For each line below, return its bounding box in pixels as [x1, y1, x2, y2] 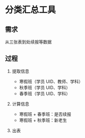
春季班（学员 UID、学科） [19, 91, 71, 96]
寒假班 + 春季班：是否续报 [19, 111, 71, 117]
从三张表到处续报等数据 [5, 39, 52, 45]
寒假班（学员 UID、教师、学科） [19, 78, 83, 84]
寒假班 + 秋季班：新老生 [19, 117, 67, 123]
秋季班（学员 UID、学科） [19, 84, 71, 90]
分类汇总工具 [5, 4, 57, 15]
